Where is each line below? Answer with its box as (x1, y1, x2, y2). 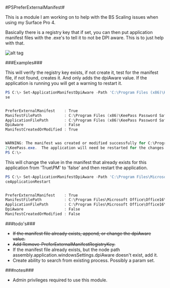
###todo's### (5, 220, 35, 227)
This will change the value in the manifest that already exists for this (5, 159, 147, 165)
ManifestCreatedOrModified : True (5, 127, 78, 132)
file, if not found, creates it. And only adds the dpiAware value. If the (5, 75, 147, 80)
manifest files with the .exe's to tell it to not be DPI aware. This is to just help (5, 35, 164, 40)
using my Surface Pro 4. (5, 20, 56, 25)
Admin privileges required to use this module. (12, 277, 108, 283)
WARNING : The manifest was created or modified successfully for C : (5, 141, 153, 146)
